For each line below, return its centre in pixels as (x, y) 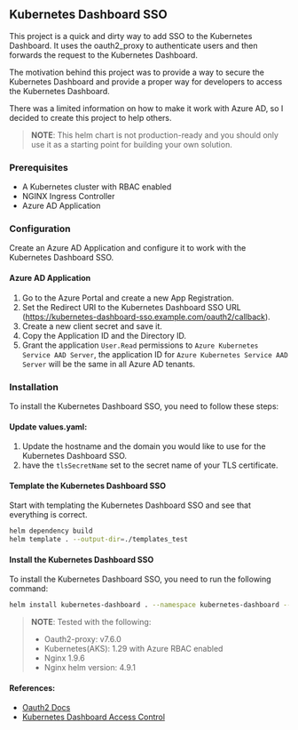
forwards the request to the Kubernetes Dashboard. (103, 55)
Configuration (40, 229)
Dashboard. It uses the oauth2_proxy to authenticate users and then (133, 45)
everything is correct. (48, 515)
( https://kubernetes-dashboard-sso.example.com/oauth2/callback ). (146, 317)
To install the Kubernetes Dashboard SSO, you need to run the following (141, 579)
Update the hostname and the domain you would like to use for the (144, 446)
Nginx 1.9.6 (65, 658)
